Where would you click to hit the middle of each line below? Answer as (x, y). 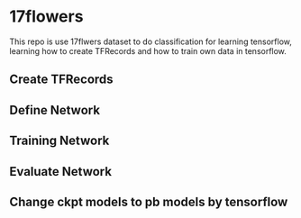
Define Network (55, 110)
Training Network (59, 141)
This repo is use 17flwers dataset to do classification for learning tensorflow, (151, 41)
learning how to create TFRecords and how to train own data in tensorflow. (148, 50)
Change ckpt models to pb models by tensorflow (149, 201)
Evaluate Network (61, 172)
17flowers (46, 17)
